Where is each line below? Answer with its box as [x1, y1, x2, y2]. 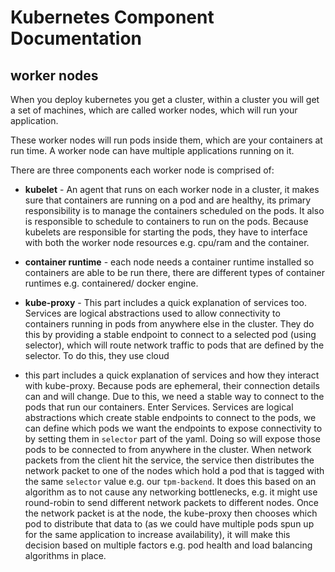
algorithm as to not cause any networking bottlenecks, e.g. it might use [24, 486, 318, 498]
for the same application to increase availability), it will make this [24, 529, 291, 540]
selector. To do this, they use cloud [24, 350, 170, 361]
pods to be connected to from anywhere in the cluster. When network [24, 444, 312, 455]
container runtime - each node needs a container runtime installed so [24, 256, 315, 268]
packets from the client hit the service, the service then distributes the [24, 454, 315, 466]
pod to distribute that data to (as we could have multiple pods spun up [24, 518, 315, 530]
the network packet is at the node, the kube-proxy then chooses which [24, 507, 318, 519]
